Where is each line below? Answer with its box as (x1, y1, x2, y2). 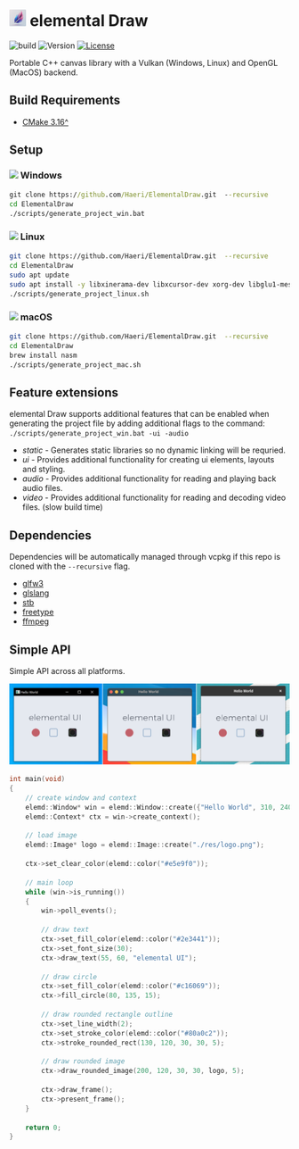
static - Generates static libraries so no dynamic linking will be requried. (21, 445, 287, 455)
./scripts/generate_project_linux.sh (9, 289, 149, 298)
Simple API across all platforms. (9, 665, 125, 676)
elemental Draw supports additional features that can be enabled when (9, 409, 270, 420)
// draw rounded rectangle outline (41, 1010, 174, 1020)
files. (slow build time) (21, 502, 104, 512)
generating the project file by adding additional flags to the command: (9, 418, 265, 429)
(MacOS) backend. (9, 67, 78, 78)
